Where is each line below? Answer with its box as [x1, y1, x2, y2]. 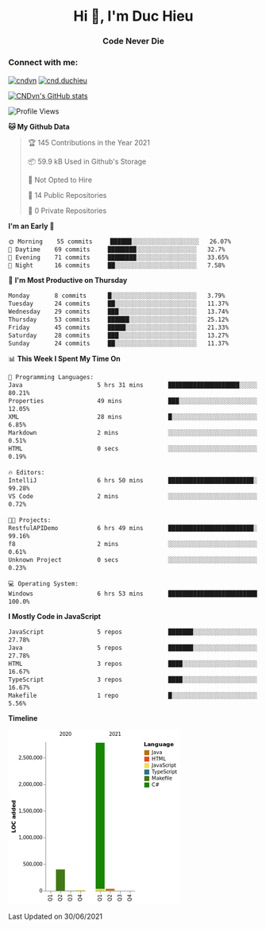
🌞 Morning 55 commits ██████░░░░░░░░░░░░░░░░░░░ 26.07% [8, 238, 232, 246]
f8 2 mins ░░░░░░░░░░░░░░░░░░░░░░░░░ [8, 540, 258, 548]
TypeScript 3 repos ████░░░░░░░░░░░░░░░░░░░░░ [8, 675, 258, 684]
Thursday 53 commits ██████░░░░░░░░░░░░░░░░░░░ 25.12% [8, 315, 229, 324]
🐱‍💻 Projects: [8, 517, 52, 524]
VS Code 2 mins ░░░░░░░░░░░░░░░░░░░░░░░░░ [8, 493, 258, 501]
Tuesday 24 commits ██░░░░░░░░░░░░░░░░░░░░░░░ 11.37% [8, 300, 229, 308]
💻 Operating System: [8, 580, 79, 588]
